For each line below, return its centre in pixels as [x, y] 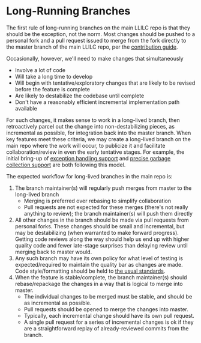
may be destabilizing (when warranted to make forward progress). [97, 232]
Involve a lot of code [40, 70]
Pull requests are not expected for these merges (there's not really [106, 207]
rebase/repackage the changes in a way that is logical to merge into [99, 284]
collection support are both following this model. [66, 165]
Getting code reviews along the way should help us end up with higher [102, 239]
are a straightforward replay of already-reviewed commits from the [106, 328]
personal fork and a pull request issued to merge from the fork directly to [96, 40]
